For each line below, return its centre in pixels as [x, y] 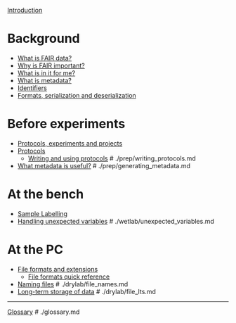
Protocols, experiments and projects [70, 143]
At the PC [35, 250]
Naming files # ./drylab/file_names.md [73, 284]
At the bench [46, 195]
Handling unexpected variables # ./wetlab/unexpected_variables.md [116, 221]
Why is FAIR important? [51, 65]
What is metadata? [45, 80]
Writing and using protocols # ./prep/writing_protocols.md [112, 158]
